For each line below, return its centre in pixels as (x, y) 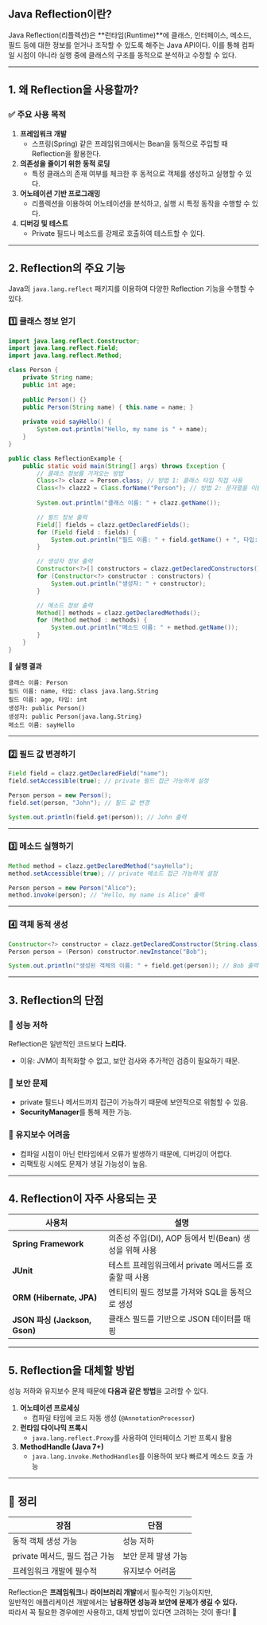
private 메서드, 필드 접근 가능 (64, 1556)
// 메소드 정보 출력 (65, 605)
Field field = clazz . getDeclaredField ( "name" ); (89, 774)
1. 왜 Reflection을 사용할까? (74, 90)
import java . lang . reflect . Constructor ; (74, 341)
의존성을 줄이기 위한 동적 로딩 (65, 163)
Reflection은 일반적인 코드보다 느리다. (68, 1043)
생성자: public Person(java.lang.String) (75, 716)
